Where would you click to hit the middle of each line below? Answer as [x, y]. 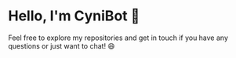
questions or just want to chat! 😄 [62, 45]
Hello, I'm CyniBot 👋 [74, 16]
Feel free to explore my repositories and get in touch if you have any [118, 38]
